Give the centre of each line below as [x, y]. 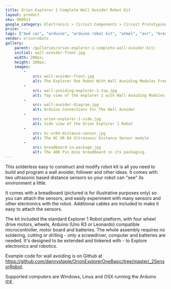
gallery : [15, 43]
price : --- [17, 29]
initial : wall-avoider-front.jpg [50, 52]
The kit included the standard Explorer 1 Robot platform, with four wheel [81, 219]
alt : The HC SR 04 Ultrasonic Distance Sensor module [91, 138]
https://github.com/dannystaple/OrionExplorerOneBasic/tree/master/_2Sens [85, 261]
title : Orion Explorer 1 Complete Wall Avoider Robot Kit [68, 10]
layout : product [22, 15]
